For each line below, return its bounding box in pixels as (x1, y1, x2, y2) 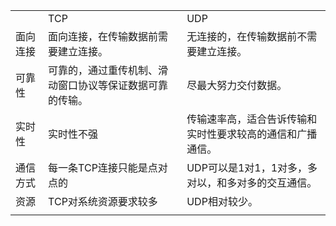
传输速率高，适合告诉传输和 (186, 112, 318, 126)
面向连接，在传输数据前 (48, 30, 159, 43)
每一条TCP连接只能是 (48, 161, 148, 174)
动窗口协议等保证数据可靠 (48, 79, 169, 92)
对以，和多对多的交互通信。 (186, 176, 318, 189)
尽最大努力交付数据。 (186, 79, 288, 92)
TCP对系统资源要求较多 (48, 195, 158, 208)
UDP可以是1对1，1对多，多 (186, 161, 318, 174)
